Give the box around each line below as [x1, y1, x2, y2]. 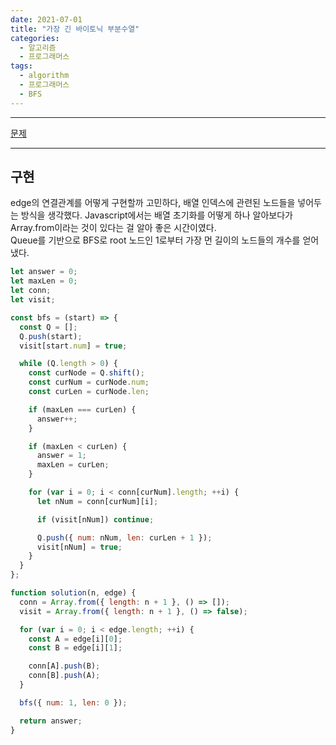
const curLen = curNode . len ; [28, 387, 150, 397]
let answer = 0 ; [10, 267, 78, 277]
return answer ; [19, 716, 83, 726]
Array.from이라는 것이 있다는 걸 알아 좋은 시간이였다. [10, 222, 217, 234]
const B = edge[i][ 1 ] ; [28, 643, 123, 653]
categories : [10, 33, 60, 43]
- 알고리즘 [19, 42, 57, 53]
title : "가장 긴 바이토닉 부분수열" [10, 24, 140, 34]
